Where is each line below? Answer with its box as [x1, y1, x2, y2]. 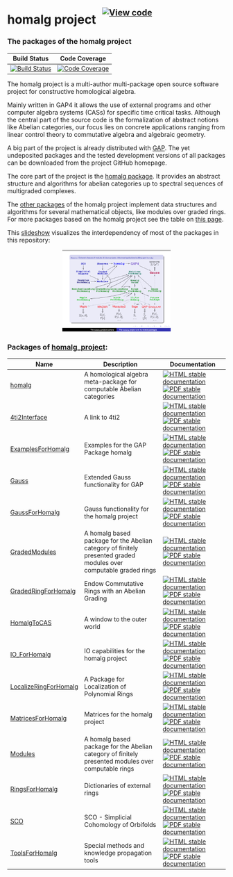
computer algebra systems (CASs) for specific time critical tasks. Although [7, 108, 221, 116]
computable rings [84, 764, 135, 773]
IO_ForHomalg [10, 650, 51, 659]
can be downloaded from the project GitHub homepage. [7, 158, 168, 167]
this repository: [7, 236, 51, 244]
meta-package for [84, 377, 137, 386]
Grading [84, 594, 107, 603]
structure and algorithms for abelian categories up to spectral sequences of [7, 179, 223, 188]
